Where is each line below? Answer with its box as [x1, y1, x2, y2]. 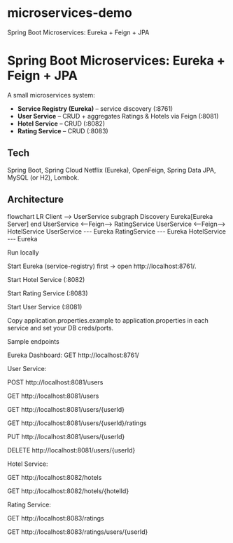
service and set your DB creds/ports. [7, 323, 114, 332]
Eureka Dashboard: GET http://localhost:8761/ [7, 351, 140, 359]
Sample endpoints [7, 337, 59, 345]
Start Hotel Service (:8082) [7, 275, 85, 283]
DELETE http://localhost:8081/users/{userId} [7, 445, 136, 454]
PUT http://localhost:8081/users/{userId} [7, 432, 125, 441]
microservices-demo [7, 5, 133, 21]
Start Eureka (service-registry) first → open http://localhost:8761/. [7, 262, 197, 270]
